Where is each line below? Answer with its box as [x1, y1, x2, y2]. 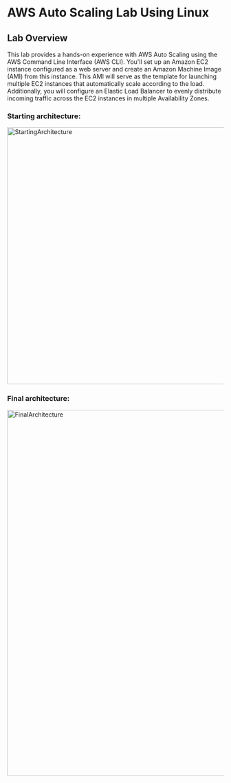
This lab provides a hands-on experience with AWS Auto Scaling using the [7, 50, 218, 58]
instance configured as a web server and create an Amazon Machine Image [7, 65, 222, 73]
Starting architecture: [7, 111, 81, 121]
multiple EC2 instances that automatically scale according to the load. [7, 80, 205, 87]
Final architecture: [7, 394, 70, 404]
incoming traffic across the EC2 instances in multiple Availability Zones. [7, 94, 210, 102]
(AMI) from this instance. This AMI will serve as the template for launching [7, 72, 217, 80]
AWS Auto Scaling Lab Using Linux [7, 5, 210, 21]
